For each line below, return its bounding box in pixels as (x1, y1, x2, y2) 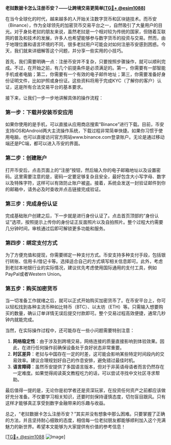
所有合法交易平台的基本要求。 (22, 84, 85, 90)
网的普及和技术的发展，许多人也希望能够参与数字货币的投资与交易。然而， (5, 35, 161, 41)
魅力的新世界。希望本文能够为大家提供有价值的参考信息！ (5, 424, 126, 430)
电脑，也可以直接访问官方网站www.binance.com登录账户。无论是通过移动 (9, 134, 165, 140)
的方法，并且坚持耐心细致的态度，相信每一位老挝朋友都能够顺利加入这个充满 (5, 417, 166, 424)
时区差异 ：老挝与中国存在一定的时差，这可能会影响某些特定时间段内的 (12, 351, 160, 357)
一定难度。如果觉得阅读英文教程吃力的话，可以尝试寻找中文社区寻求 (12, 370, 156, 376)
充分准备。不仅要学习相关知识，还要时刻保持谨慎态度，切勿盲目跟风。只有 (9, 394, 166, 400)
